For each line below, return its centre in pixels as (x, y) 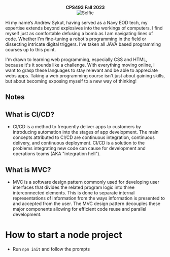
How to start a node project (64, 235)
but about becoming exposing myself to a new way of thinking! (71, 81)
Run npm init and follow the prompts (51, 249)
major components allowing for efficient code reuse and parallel (79, 209)
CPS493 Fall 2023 (85, 7)
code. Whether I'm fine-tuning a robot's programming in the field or (76, 39)
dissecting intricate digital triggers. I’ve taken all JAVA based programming (83, 44)
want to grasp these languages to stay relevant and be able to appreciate (82, 70)
